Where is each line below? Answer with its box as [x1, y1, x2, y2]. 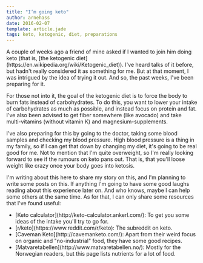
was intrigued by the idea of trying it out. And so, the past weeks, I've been [6, 74, 194, 81]
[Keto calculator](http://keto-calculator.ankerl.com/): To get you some [15, 211, 190, 219]
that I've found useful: [6, 200, 61, 207]
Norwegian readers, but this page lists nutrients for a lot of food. [15, 250, 176, 258]
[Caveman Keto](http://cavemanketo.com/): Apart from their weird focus [15, 231, 196, 238]
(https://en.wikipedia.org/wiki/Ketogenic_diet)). [6, 61, 124, 69]
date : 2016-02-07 [6, 20, 50, 26]
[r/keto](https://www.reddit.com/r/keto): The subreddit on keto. [15, 224, 173, 231]
